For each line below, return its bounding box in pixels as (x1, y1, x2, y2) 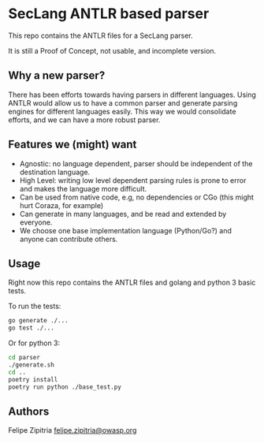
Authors (8, 404, 50, 418)
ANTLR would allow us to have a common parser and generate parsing (8, 98, 238, 107)
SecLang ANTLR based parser (8, 5, 210, 23)
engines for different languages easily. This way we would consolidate (8, 106, 236, 116)
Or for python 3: (8, 338, 61, 348)
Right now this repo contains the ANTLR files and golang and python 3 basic (8, 277, 256, 288)
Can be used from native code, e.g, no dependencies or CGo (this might (19, 192, 255, 202)
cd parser (8, 354, 41, 362)
